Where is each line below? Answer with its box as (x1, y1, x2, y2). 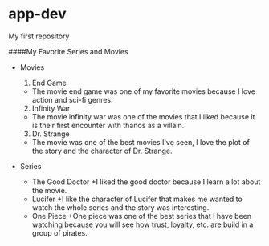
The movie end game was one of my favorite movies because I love (31, 86, 255, 96)
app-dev (8, 5, 67, 23)
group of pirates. (31, 228, 88, 237)
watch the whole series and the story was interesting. (31, 202, 210, 212)
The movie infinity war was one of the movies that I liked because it (31, 111, 255, 121)
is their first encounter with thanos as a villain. (31, 120, 185, 130)
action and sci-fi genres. (31, 95, 114, 104)
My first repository (8, 31, 70, 41)
